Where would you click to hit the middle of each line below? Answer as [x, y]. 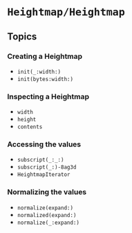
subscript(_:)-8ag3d [47, 167]
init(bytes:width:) [45, 79]
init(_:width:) [39, 71]
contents [30, 127]
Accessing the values [44, 144]
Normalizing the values [47, 192]
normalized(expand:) [47, 215]
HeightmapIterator [44, 175]
